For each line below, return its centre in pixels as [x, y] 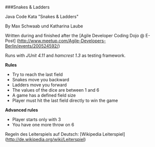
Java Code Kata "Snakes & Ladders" [42, 16]
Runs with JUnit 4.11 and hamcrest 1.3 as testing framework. [65, 55]
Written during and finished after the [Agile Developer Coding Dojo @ [75, 36]
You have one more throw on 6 [43, 125]
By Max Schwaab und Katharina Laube [44, 26]
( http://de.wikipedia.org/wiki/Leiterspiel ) [45, 139]
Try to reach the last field [37, 74]
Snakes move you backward [41, 80]
